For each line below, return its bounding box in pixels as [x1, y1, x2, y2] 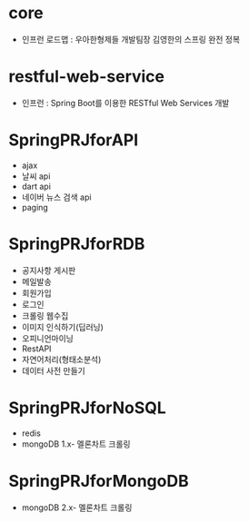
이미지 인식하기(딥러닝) [21, 321, 104, 332]
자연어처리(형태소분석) [21, 353, 102, 365]
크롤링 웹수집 [21, 310, 69, 320]
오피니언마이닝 [21, 332, 74, 343]
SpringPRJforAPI [8, 130, 139, 151]
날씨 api [21, 171, 51, 182]
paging [21, 202, 49, 212]
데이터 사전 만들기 [21, 365, 85, 376]
